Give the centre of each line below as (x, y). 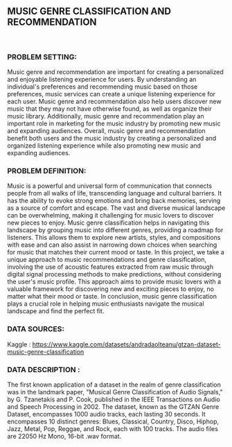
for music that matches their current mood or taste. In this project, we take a (116, 252)
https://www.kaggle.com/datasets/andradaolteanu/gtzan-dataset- (126, 344)
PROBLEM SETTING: (42, 57)
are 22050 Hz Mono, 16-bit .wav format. (64, 436)
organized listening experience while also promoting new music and (104, 146)
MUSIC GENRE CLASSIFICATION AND (89, 11)
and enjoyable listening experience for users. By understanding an (102, 80)
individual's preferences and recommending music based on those (102, 87)
